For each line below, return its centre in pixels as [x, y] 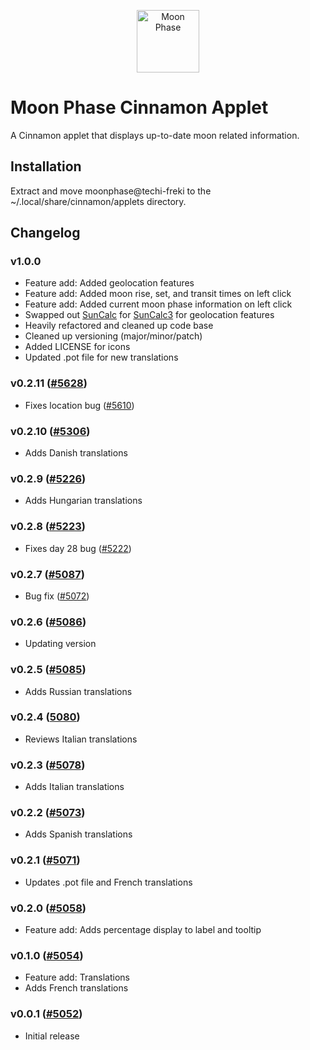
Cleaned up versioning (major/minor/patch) [113, 336]
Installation [46, 166]
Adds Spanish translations [78, 834]
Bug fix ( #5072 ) [57, 596]
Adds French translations [76, 988]
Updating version [60, 644]
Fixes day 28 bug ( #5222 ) [78, 548]
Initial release [52, 1036]
